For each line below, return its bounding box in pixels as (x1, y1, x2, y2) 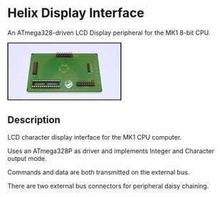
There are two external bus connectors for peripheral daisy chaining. (7, 181, 209, 190)
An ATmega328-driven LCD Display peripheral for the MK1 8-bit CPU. (7, 28, 211, 37)
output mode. (7, 154, 48, 162)
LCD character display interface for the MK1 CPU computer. (7, 133, 182, 141)
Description (7, 114, 60, 126)
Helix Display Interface (7, 5, 144, 21)
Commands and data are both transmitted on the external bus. (7, 168, 190, 176)
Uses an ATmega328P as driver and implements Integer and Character (7, 147, 215, 155)
